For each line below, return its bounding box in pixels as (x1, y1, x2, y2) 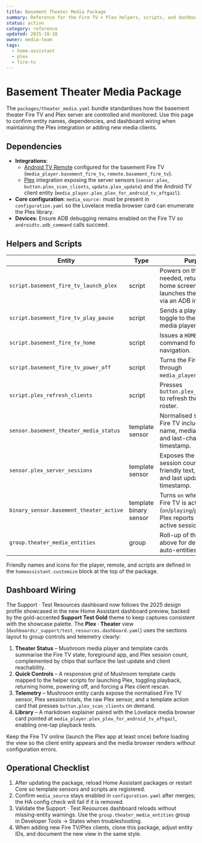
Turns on (159, 491, 184, 499)
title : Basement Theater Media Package (6, 8, 106, 15)
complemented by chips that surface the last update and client (14, 657, 170, 665)
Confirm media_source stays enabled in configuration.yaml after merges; (14, 791, 196, 799)
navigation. (159, 346, 191, 355)
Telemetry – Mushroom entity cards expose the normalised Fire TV (14, 689, 182, 696)
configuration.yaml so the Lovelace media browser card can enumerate (14, 202, 194, 209)
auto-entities (159, 546, 197, 555)
